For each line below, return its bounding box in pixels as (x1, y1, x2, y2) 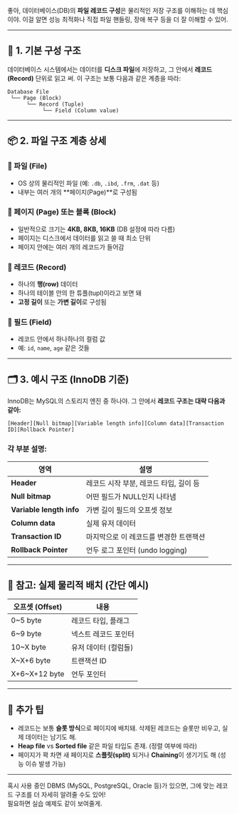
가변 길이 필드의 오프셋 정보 (85, 505, 173, 515)
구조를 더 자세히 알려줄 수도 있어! (14, 790, 106, 799)
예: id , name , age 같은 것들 (17, 343, 90, 352)
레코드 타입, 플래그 (70, 616, 130, 626)
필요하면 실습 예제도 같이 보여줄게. (7, 799, 102, 808)
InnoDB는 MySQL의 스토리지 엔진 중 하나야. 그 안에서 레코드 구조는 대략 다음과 (7, 397, 225, 406)
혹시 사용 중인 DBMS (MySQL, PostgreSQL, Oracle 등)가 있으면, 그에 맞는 (7, 781, 215, 790)
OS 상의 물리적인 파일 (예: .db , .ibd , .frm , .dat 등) (17, 179, 160, 187)
